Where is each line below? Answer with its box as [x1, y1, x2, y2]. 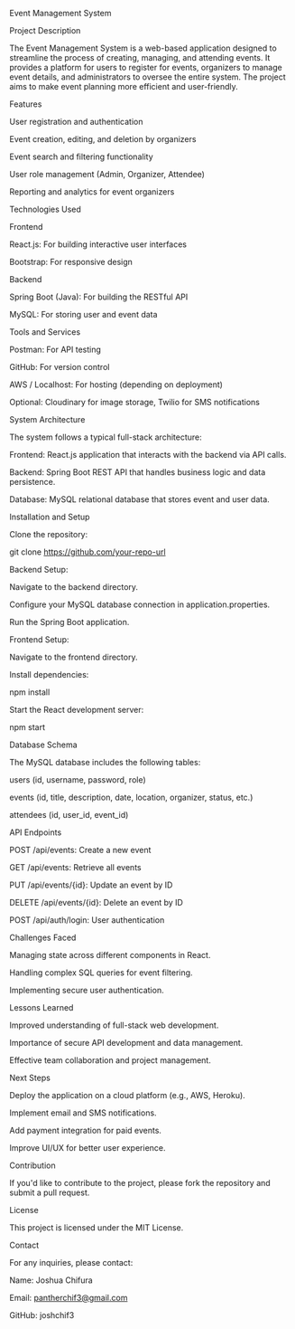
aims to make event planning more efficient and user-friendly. [9, 81, 239, 91]
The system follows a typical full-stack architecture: [9, 432, 203, 442]
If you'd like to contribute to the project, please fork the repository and [9, 1178, 271, 1188]
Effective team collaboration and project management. [9, 1055, 212, 1066]
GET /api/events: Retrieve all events [9, 862, 142, 872]
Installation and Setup [9, 511, 90, 522]
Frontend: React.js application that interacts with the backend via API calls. [9, 450, 287, 460]
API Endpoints [9, 827, 62, 838]
